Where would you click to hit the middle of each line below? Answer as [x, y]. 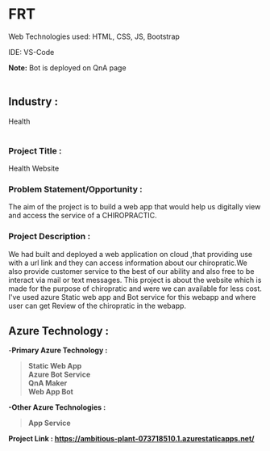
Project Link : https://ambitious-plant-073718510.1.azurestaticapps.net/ [131, 439]
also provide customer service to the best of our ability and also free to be [131, 271]
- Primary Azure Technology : [58, 350]
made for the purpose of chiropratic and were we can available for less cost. [135, 289]
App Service [49, 423]
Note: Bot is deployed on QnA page [67, 67]
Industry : [33, 102]
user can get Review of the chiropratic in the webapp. [98, 306]
